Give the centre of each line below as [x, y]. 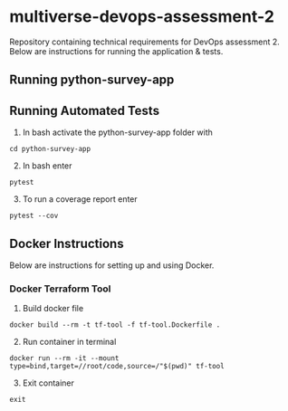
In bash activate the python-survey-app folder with [117, 132]
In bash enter [47, 166]
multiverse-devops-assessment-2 [142, 17]
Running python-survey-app [92, 80]
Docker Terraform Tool [60, 289]
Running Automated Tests [85, 110]
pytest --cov [34, 216]
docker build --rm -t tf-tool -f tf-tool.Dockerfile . [115, 325]
